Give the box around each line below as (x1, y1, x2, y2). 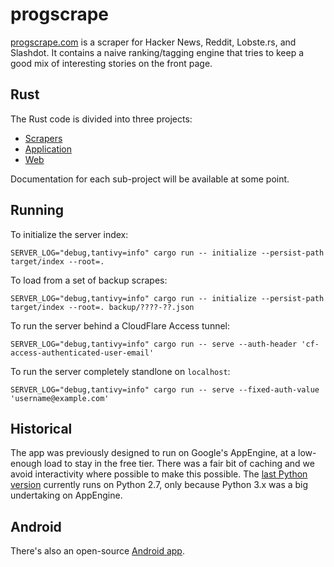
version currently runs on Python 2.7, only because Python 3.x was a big (10, 479, 309, 491)
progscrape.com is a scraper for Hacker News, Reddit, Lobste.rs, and (10, 36, 297, 48)
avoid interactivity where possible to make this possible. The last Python (10, 468, 308, 480)
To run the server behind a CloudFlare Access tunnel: (10, 319, 231, 332)
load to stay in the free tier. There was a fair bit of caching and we (43, 458, 315, 470)
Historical (10, 420, 73, 437)
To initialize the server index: (10, 228, 129, 240)
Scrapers (24, 132, 63, 144)
